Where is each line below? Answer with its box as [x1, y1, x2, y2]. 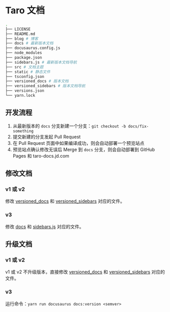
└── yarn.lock [5, 93, 36, 98]
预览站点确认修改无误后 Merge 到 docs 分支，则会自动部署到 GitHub [12, 146, 155, 152]
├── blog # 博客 [5, 36, 38, 41]
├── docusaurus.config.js [5, 45, 60, 51]
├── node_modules [5, 50, 42, 56]
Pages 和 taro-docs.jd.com [12, 152, 70, 159]
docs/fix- [128, 123, 149, 129]
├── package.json [5, 55, 42, 60]
